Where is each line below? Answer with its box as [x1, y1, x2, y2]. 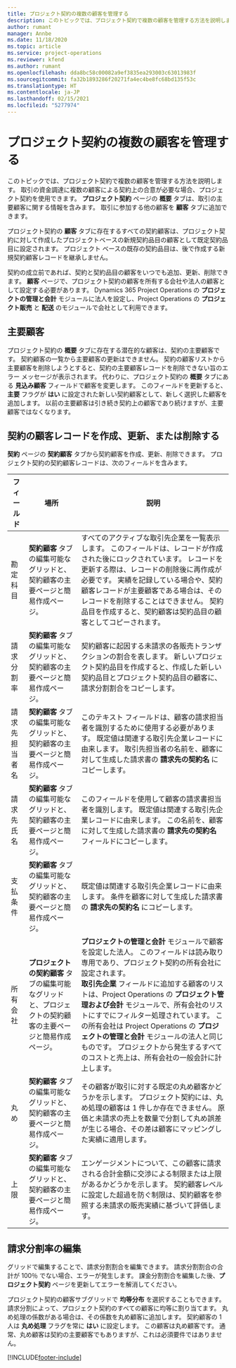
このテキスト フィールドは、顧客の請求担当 [81, 712, 223, 722]
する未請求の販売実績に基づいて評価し [88, 1201, 215, 1210]
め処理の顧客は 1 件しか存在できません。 [81, 1103, 216, 1113]
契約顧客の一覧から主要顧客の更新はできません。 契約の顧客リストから [20, 355, 226, 363]
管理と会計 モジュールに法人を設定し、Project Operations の [25, 294, 200, 303]
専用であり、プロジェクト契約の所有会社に [81, 958, 222, 968]
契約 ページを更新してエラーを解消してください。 [37, 1280, 181, 1288]
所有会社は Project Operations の [88, 1021, 197, 1031]
